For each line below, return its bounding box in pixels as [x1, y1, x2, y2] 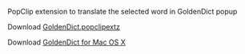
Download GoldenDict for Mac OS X [7, 37, 126, 47]
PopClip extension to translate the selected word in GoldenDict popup [7, 7, 238, 16]
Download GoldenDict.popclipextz [7, 22, 121, 31]
